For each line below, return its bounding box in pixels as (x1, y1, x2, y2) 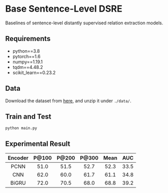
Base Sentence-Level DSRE (5, 3, 122, 15)
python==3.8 (12, 48, 40, 54)
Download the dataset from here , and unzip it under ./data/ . (5, 97, 132, 104)
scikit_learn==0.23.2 (12, 69, 56, 75)
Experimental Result (5, 139, 70, 148)
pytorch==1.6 (12, 53, 40, 59)
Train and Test (5, 112, 52, 121)
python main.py (5, 126, 37, 131)
